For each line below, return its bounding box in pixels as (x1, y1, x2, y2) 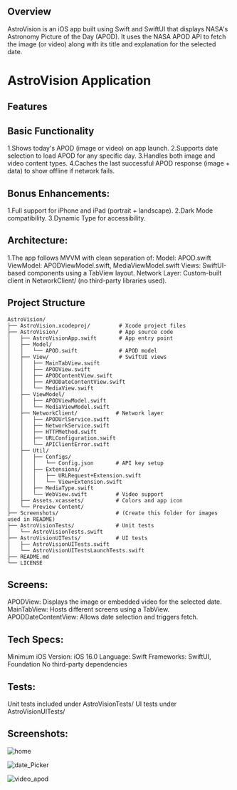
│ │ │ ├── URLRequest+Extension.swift (7, 472, 142, 479)
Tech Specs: (7, 633, 64, 645)
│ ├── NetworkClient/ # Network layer (7, 410, 164, 417)
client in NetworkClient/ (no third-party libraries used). (7, 276, 167, 285)
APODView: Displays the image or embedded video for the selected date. (7, 597, 222, 606)
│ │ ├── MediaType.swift (7, 485, 94, 492)
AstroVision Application (7, 73, 152, 88)
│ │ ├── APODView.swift (7, 365, 91, 373)
